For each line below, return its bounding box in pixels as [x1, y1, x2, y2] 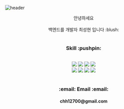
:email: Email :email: [59, 85, 109, 92]
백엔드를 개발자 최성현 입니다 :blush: [48, 26, 120, 32]
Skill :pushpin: [66, 44, 102, 51]
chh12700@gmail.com [59, 98, 108, 104]
